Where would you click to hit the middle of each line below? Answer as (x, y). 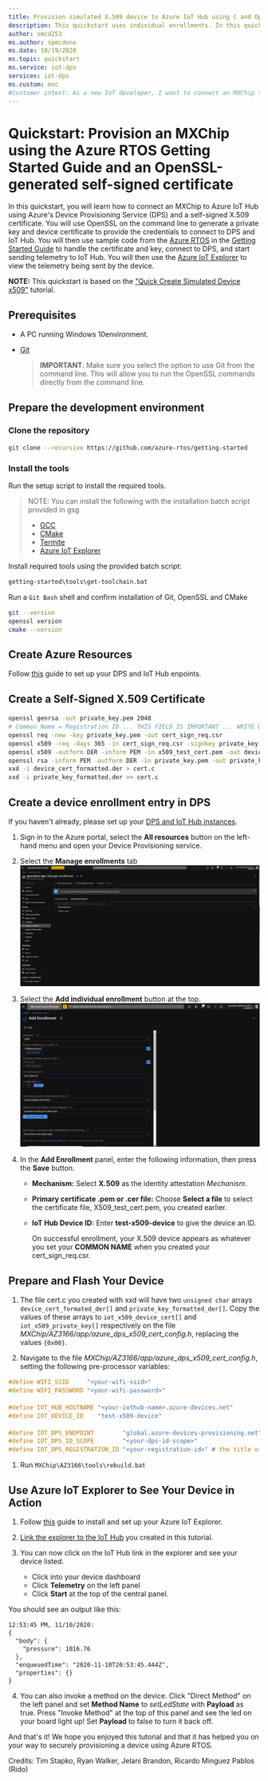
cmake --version (35, 629)
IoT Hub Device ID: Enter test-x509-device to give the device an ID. (144, 1223)
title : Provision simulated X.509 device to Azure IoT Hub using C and (130, 17)
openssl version (35, 621)
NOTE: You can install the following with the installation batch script (139, 501)
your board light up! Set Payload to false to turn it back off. (116, 1721)
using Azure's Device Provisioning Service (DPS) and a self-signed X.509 (129, 215)
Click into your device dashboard (86, 1576)
